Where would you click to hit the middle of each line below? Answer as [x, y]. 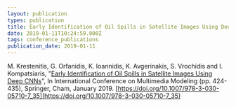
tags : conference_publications [53, 40]
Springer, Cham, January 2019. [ [71, 88]
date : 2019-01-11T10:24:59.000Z [54, 33]
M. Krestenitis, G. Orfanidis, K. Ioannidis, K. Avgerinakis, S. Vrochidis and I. [115, 66]
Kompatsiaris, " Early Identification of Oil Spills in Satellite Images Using [110, 73]
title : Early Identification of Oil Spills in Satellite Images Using [113, 27]
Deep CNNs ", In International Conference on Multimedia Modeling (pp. [109, 81]
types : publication [36, 20]
